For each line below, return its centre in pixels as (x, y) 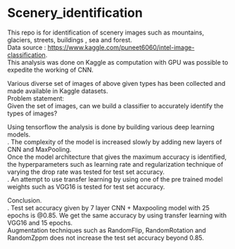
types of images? (32, 113)
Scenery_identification (75, 13)
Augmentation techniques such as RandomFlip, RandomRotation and (107, 230)
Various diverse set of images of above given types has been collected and (116, 83)
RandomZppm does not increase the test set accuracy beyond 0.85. (106, 238)
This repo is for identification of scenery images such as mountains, (106, 32)
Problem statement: (36, 98)
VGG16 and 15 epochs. (40, 222)
